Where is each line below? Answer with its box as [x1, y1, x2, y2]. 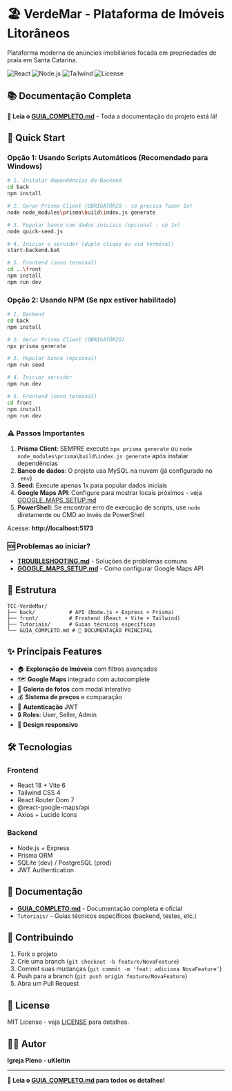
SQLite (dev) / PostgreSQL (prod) [17, 858, 112, 867]
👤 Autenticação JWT [17, 703, 78, 711]
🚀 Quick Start [7, 132, 66, 144]
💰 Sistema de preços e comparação [17, 692, 122, 701]
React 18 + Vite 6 [17, 781, 66, 790]
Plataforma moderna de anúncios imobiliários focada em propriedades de [7, 48, 217, 57]
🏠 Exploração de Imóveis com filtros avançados [17, 665, 157, 673]
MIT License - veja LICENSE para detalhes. [7, 1018, 130, 1026]
